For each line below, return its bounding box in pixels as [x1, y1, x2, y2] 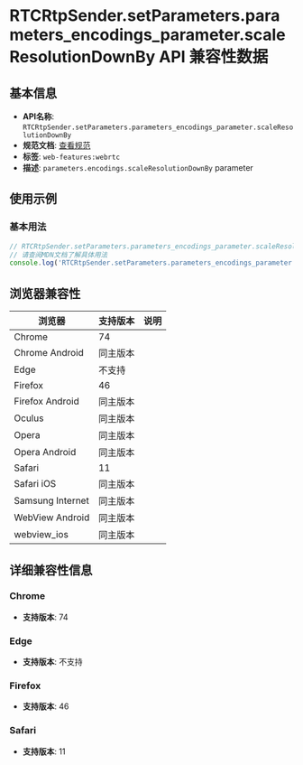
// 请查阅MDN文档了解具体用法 [9, 250, 108, 259]
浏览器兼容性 [9, 285, 81, 301]
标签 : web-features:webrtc [22, 151, 120, 162]
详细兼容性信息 [9, 562, 93, 578]
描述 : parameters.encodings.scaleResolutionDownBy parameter [22, 163, 254, 173]
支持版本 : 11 [22, 746, 66, 757]
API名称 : [22, 111, 55, 122]
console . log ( [9, 258, 59, 267]
